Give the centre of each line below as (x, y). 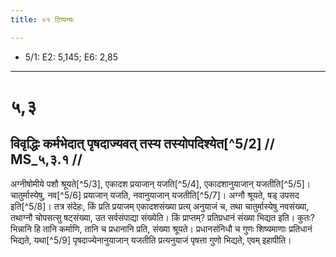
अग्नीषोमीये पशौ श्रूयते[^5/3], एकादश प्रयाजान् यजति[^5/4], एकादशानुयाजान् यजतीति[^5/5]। (161, 183)
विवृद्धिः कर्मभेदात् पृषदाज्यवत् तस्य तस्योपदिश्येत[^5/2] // (142, 144)
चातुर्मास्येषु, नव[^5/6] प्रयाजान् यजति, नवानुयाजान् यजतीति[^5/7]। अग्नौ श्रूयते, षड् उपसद (155, 195)
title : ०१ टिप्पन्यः (42, 19)
